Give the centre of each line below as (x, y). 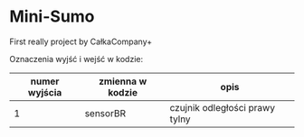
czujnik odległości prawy (223, 107)
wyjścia (45, 92)
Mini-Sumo (52, 17)
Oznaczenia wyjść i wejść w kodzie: (76, 59)
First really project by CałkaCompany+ (81, 41)
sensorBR (105, 113)
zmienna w (123, 81)
